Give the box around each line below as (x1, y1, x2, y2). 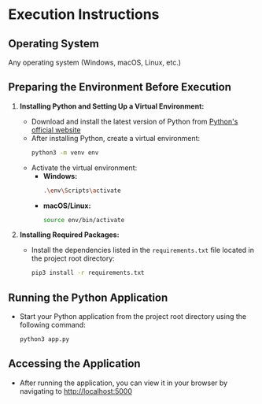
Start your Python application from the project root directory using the (19, 312, 246, 321)
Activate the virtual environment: (31, 163, 138, 172)
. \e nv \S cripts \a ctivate (42, 187, 121, 195)
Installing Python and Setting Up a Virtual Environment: (19, 101, 205, 111)
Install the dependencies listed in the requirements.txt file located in (31, 246, 254, 255)
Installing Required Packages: (19, 230, 120, 239)
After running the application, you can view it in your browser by (19, 378, 228, 387)
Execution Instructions (8, 6, 160, 24)
